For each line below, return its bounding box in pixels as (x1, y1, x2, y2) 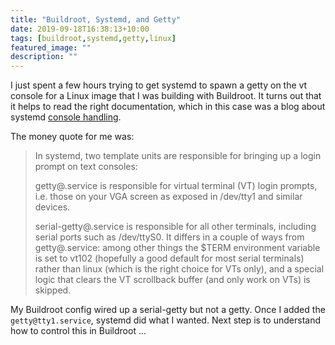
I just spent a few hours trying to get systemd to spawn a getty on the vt (10, 79, 308, 91)
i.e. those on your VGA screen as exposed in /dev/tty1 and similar (34, 191, 303, 203)
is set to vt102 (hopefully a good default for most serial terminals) (34, 252, 305, 265)
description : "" (10, 52, 78, 62)
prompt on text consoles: (34, 161, 138, 173)
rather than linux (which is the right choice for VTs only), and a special (34, 263, 325, 275)
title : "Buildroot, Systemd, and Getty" (10, 14, 182, 25)
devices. (34, 201, 71, 213)
